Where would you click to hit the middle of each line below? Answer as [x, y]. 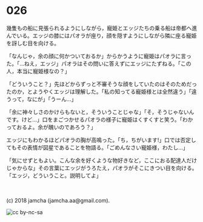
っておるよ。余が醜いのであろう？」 [51, 127]
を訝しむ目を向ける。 [33, 43]
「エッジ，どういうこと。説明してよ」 [54, 175]
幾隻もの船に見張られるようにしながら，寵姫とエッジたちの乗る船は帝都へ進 [102, 28]
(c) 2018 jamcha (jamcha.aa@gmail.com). [58, 200]
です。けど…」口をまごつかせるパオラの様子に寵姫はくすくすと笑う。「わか [100, 119]
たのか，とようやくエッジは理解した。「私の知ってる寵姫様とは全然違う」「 [99, 91]
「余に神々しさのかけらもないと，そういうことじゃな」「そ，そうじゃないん [100, 112]
